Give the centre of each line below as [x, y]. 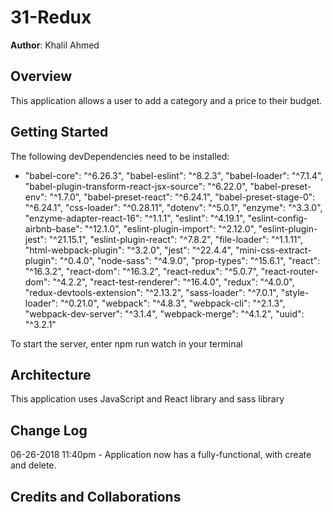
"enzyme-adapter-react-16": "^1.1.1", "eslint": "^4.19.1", [135, 218]
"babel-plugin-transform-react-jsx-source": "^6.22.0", [136, 186]
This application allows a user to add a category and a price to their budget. [166, 100]
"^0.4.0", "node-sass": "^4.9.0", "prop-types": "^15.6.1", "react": [190, 260]
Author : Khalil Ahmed [55, 45]
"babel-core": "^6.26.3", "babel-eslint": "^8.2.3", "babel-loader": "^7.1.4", [174, 175]
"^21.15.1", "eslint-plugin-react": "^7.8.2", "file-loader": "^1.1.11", [175, 239]
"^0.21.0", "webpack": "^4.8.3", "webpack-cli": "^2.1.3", [173, 303]
